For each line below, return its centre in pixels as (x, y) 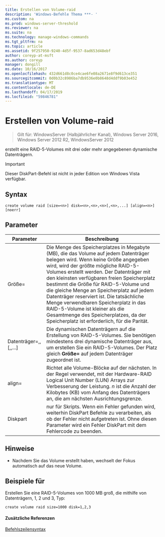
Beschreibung (102, 239)
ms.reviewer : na (22, 28)
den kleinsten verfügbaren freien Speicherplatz (101, 278)
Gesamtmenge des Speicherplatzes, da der (96, 315)
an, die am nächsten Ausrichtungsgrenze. (94, 398)
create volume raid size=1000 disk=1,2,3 (48, 507)
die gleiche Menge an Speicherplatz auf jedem (100, 290)
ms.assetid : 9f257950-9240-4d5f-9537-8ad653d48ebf (58, 51)
